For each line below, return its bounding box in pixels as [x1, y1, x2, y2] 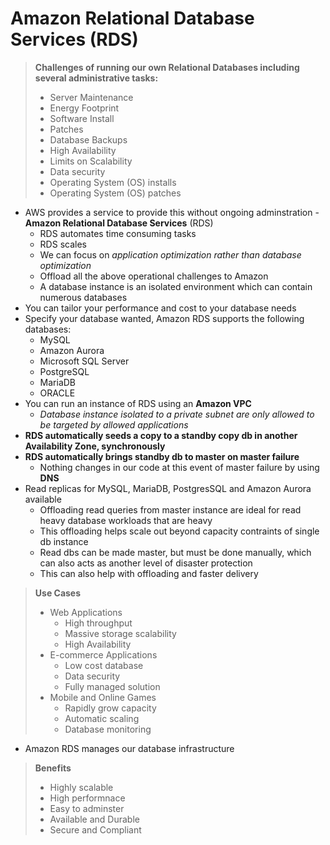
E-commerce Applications [49, 648, 158, 661]
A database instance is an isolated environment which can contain [39, 280, 313, 292]
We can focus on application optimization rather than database [39, 248, 302, 261]
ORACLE [39, 387, 76, 399]
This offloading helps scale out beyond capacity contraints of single [39, 525, 320, 537]
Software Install [49, 112, 115, 124]
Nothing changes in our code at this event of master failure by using [39, 461, 320, 473]
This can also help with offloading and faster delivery [39, 567, 259, 579]
